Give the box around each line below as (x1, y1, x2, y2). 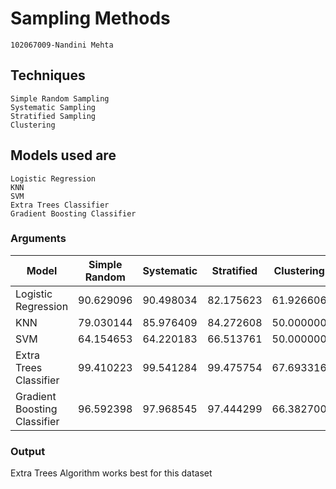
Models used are (10, 147, 117, 164)
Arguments (10, 232, 67, 246)
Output (10, 444, 46, 458)
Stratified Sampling (10, 111, 97, 121)
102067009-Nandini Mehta (10, 40, 114, 50)
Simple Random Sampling (10, 93, 110, 104)
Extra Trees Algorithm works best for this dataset (10, 467, 213, 479)
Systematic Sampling (10, 102, 97, 112)
